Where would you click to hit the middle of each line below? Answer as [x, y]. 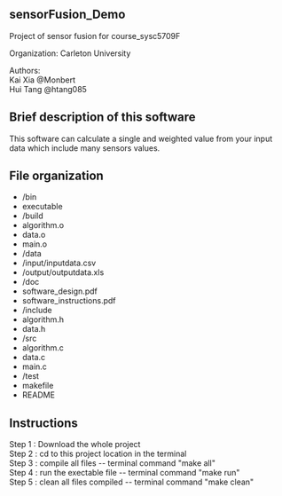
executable [43, 207]
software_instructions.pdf [69, 301]
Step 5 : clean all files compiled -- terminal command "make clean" [132, 482]
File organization [56, 176]
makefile [38, 386]
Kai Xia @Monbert [42, 80]
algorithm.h [43, 319]
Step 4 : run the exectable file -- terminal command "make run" [125, 473]
